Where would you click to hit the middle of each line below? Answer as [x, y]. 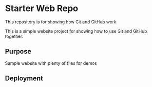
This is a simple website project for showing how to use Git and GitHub [76, 31]
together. [14, 36]
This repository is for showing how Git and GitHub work [61, 22]
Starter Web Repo [42, 8]
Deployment [24, 79]
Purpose [18, 51]
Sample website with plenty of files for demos [51, 63]
